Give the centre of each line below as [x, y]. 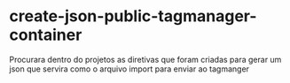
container [46, 35]
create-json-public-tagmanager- [133, 16]
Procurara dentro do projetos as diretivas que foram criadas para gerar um [145, 59]
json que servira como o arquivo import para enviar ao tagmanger [129, 69]
